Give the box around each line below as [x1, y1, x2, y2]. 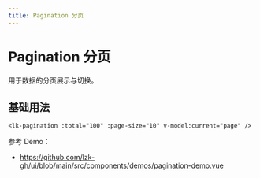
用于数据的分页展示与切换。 [8, 76, 98, 85]
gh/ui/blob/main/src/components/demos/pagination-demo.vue [19, 161, 225, 170]
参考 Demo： [8, 137, 50, 146]
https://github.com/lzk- [19, 153, 95, 162]
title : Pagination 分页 [8, 11, 84, 20]
